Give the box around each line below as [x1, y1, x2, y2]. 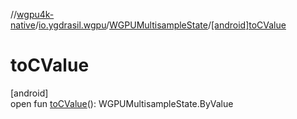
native [10, 19, 36, 31]
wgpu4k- [16, 9, 55, 20]
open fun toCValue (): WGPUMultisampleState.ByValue [10, 97, 234, 109]
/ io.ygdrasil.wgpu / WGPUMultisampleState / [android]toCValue [34, 19, 287, 31]
